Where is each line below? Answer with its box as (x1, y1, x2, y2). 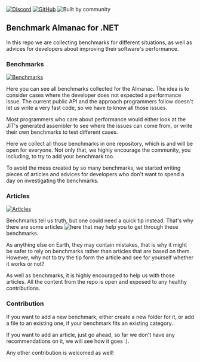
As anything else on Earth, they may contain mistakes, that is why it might (6, 241, 187, 249)
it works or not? (6, 260, 45, 268)
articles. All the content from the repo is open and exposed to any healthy (6, 278, 187, 286)
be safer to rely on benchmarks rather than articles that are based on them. (6, 248, 192, 255)
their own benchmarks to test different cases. (6, 128, 118, 136)
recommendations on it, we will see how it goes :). (6, 338, 130, 345)
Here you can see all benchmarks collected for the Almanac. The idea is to (6, 85, 190, 93)
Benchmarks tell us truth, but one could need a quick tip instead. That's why (6, 217, 194, 224)
